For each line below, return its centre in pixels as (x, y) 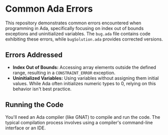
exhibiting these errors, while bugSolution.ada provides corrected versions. (84, 39)
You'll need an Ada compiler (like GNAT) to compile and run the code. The (83, 117)
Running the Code (34, 105)
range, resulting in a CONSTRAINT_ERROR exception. (64, 73)
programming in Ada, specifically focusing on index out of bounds (75, 28)
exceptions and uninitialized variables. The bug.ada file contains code (78, 33)
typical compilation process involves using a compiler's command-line (79, 122)
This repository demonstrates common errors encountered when (73, 23)
